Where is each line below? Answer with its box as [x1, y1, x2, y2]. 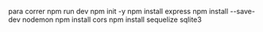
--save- [230, 7, 256, 16]
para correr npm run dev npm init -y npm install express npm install [8, 7, 229, 16]
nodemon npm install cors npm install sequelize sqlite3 [22, 15, 203, 24]
